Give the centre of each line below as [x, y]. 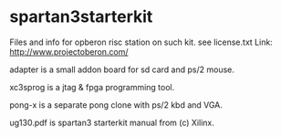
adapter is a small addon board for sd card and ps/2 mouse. [122, 69]
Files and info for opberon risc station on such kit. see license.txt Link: [141, 42]
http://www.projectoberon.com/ [69, 51]
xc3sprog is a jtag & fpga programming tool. [92, 87]
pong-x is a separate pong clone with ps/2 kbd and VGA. [116, 105]
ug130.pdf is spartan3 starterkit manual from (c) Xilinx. [112, 122]
